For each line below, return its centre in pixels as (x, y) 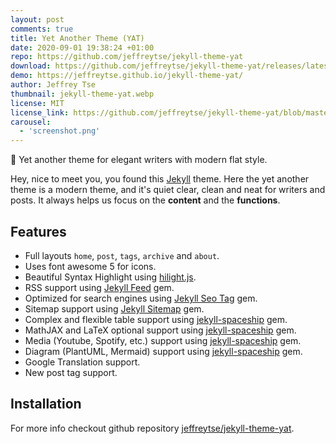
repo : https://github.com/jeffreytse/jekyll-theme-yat (127, 57)
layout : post (37, 19)
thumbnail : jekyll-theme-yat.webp (82, 94)
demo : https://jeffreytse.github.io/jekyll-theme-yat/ (127, 76)
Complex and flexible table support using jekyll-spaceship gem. (156, 319)
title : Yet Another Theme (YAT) (77, 38)
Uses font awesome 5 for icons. (90, 266)
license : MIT (37, 103)
